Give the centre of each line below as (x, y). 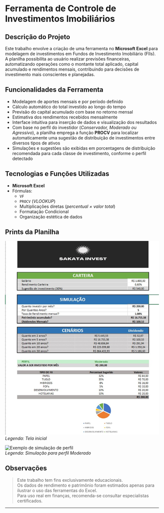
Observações (26, 468)
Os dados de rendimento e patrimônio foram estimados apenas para (86, 485)
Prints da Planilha (32, 232)
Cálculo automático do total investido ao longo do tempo (69, 107)
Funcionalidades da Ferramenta (54, 90)
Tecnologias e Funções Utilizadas (57, 174)
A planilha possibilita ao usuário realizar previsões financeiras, (68, 59)
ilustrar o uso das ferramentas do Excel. (57, 490)
